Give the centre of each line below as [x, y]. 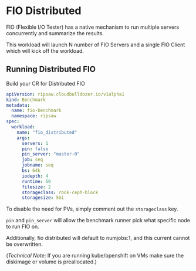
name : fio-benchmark [36, 111]
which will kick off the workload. [45, 50]
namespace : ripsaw [34, 116]
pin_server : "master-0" [51, 154]
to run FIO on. [23, 226]
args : [23, 138]
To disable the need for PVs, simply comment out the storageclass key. [92, 209]
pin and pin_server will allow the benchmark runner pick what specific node [98, 221]
